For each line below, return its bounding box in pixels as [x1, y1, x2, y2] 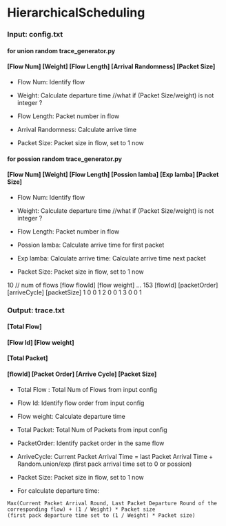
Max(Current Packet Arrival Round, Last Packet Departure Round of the [7, 500, 217, 507]
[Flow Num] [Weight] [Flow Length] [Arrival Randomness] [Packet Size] [7, 62, 216, 71]
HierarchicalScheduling [7, 5, 145, 21]
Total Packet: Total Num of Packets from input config [17, 425, 167, 433]
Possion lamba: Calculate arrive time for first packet [17, 241, 165, 249]
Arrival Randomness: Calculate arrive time [17, 125, 137, 133]
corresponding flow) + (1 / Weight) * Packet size [7, 506, 156, 513]
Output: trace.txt [7, 306, 65, 315]
